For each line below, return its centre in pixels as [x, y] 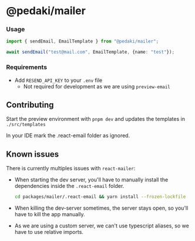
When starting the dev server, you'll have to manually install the [91, 180]
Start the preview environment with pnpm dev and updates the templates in [95, 119]
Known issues [33, 154]
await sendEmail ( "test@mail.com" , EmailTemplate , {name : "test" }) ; [90, 52]
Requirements [27, 67]
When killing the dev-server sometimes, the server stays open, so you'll [101, 208]
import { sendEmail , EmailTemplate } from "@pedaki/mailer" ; [83, 42]
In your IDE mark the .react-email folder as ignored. [68, 136]
